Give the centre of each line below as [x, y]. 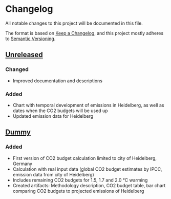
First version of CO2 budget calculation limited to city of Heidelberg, [85, 158]
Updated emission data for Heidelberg [53, 116]
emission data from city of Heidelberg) [54, 174]
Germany [22, 164]
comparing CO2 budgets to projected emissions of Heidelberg [78, 191]
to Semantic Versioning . [30, 39]
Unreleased [24, 55]
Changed [17, 69]
